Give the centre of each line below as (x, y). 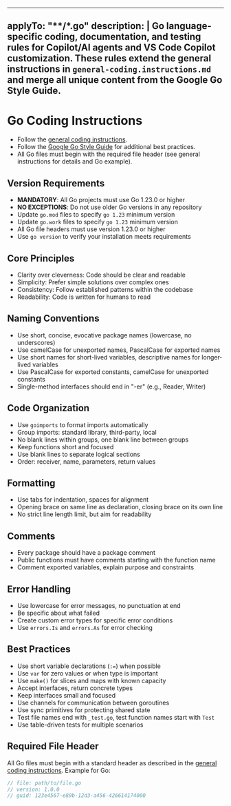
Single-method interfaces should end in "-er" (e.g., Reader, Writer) (111, 386)
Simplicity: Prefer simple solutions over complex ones (93, 282)
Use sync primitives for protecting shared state (84, 710)
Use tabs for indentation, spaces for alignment (83, 500)
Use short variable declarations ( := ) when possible (89, 666)
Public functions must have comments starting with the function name (116, 560)
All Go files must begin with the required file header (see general (109, 154)
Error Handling (39, 589)
